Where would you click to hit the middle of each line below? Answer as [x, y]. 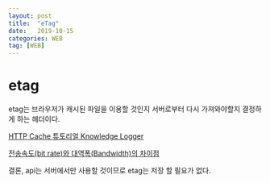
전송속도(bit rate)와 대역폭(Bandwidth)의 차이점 [84, 153]
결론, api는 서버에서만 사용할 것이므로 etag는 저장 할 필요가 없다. [110, 171]
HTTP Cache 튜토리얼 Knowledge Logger [76, 136]
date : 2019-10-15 [41, 31]
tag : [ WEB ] [27, 46]
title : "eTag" [34, 23]
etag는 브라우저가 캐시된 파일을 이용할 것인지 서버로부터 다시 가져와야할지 [125, 109]
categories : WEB [35, 38]
